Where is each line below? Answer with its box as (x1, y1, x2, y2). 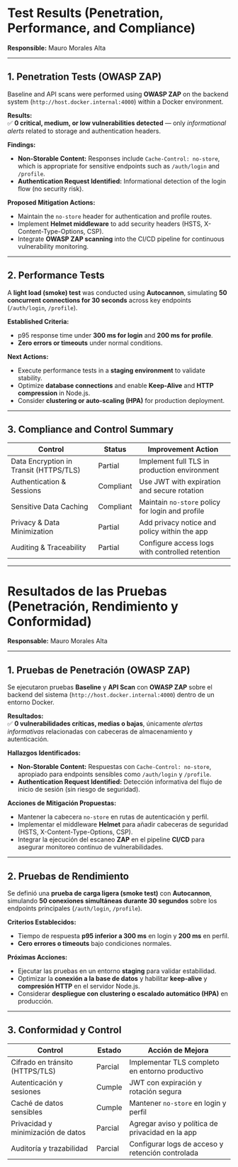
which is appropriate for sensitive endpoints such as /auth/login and (17, 161, 220, 170)
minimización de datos (11, 1127, 86, 1137)
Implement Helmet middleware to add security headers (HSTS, (17, 219, 203, 228)
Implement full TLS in (139, 456, 210, 466)
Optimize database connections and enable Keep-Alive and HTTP (17, 381, 214, 389)
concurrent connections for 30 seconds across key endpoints (7, 296, 191, 304)
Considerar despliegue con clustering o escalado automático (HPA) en (17, 989, 229, 998)
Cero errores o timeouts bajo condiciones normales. (17, 939, 172, 947)
